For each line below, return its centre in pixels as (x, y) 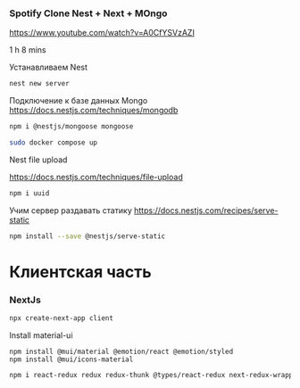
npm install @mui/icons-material (71, 359)
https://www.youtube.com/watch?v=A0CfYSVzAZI (102, 33)
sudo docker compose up (54, 143)
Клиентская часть (80, 272)
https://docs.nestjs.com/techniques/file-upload (96, 177)
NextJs (25, 300)
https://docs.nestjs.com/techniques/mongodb (94, 111)
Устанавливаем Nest (48, 67)
